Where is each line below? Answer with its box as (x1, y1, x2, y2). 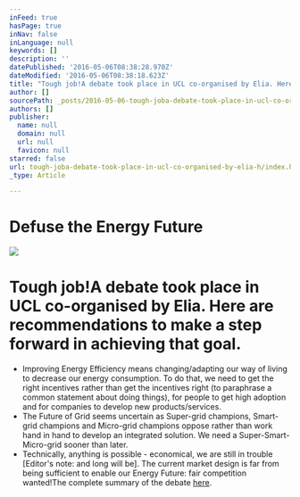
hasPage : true (9, 21, 62, 30)
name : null (17, 121, 58, 130)
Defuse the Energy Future (9, 217, 204, 237)
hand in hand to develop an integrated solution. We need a (21, 430, 237, 441)
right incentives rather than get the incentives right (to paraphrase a (21, 383, 272, 393)
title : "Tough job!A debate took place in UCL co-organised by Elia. (9, 79, 274, 88)
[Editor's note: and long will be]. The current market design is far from (21, 459, 279, 469)
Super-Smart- (238, 430, 290, 441)
